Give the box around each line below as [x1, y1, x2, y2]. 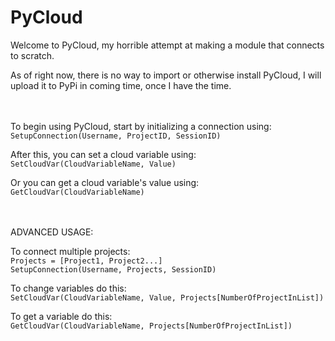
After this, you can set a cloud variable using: [10, 148, 197, 160]
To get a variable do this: [10, 310, 113, 322]
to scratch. [10, 49, 55, 61]
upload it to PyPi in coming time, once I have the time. [10, 79, 232, 91]
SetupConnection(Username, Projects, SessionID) [10, 264, 217, 275]
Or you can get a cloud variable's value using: [10, 176, 200, 188]
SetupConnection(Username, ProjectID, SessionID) [10, 131, 222, 141]
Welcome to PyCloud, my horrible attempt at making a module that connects [10, 39, 325, 51]
